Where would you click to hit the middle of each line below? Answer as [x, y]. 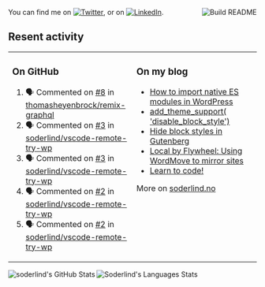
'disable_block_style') [190, 121]
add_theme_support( [188, 111]
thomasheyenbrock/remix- [76, 105]
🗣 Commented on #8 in [70, 92]
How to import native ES [194, 91]
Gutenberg [170, 140]
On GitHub [35, 72]
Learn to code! [177, 170]
